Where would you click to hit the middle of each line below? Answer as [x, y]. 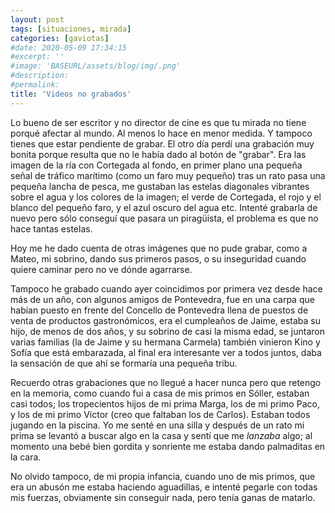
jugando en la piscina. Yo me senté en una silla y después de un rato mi [157, 425]
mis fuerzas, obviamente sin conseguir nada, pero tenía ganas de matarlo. [163, 497]
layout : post [37, 19]
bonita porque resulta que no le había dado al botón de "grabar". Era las [158, 154]
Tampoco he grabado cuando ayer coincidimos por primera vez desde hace [166, 288]
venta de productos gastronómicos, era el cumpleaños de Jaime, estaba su [166, 320]
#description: [40, 76]
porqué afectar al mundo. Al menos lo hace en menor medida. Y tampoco [161, 133]
